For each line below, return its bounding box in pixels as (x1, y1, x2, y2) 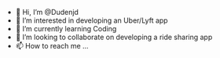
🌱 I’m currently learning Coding (15, 24, 117, 33)
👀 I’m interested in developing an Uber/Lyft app (15, 16, 168, 25)
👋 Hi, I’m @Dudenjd (15, 8, 79, 16)
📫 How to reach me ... (15, 42, 89, 50)
